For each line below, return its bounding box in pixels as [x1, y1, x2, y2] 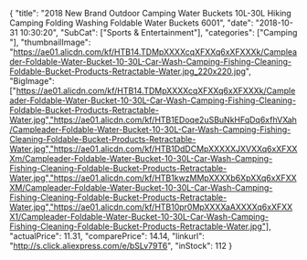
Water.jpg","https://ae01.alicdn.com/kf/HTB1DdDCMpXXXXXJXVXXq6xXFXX [9, 143, 298, 154]
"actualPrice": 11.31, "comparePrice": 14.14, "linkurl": [9, 231, 206, 241]
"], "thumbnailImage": [9, 36, 91, 47]
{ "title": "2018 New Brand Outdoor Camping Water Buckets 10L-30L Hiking [9, 8, 292, 18]
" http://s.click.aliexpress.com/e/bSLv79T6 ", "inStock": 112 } [9, 241, 233, 251]
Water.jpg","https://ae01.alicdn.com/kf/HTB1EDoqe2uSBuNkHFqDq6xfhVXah [9, 114, 297, 125]
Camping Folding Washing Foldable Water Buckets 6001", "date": [9, 17, 254, 28]
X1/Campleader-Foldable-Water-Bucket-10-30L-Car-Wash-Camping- [9, 212, 270, 222]
